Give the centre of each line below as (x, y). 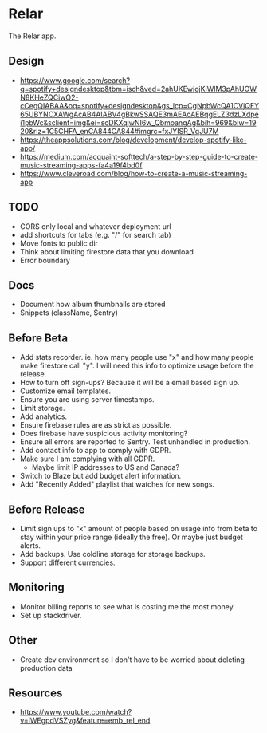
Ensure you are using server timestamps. (87, 400)
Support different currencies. (67, 562)
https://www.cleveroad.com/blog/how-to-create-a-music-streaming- (133, 173)
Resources (35, 694)
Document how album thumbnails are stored (92, 305)
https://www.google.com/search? (75, 80)
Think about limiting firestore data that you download (106, 251)
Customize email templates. (65, 391)
